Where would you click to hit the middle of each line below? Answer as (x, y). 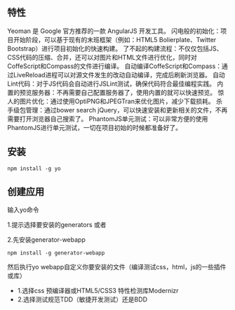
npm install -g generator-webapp (56, 253)
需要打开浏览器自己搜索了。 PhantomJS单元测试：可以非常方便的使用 (108, 119)
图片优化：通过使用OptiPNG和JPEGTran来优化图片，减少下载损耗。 (117, 101)
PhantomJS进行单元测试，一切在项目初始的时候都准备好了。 (95, 127)
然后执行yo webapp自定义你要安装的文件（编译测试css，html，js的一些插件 (117, 267)
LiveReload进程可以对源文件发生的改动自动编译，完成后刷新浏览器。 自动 (119, 75)
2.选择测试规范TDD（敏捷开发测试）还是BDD (82, 299)
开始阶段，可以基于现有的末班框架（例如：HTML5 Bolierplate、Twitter (115, 39)
